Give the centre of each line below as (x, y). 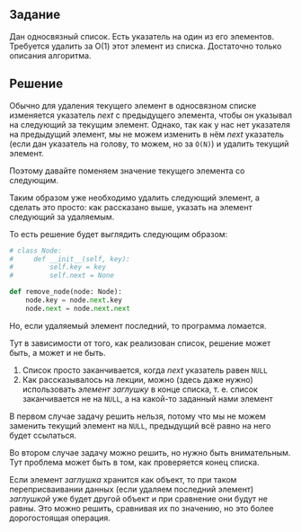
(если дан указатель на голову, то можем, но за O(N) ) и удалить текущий (149, 144)
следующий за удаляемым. (62, 217)
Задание (35, 15)
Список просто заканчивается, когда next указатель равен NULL (145, 370)
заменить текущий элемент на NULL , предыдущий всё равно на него (140, 425)
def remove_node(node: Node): (66, 292)
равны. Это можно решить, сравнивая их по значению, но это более (142, 508)
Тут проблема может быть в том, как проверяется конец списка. (134, 462)
